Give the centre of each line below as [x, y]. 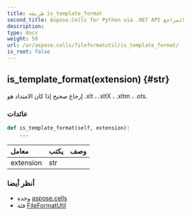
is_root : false [29, 52]
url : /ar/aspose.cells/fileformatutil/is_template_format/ [93, 45]
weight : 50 [23, 39]
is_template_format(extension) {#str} [88, 80]
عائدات [17, 114]
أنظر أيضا [21, 183]
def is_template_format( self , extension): [68, 128]
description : [26, 26]
